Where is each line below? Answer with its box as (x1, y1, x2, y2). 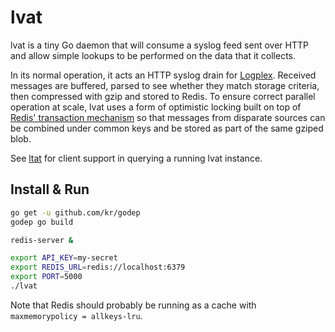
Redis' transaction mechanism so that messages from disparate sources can (10, 111, 326, 123)
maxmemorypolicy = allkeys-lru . (10, 309, 143, 321)
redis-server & (10, 235, 74, 245)
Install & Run (10, 181, 90, 198)
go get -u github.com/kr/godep (10, 207, 141, 218)
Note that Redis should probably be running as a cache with (10, 299, 257, 311)
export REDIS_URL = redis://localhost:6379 (10, 262, 186, 273)
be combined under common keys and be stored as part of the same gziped (10, 122, 324, 134)
